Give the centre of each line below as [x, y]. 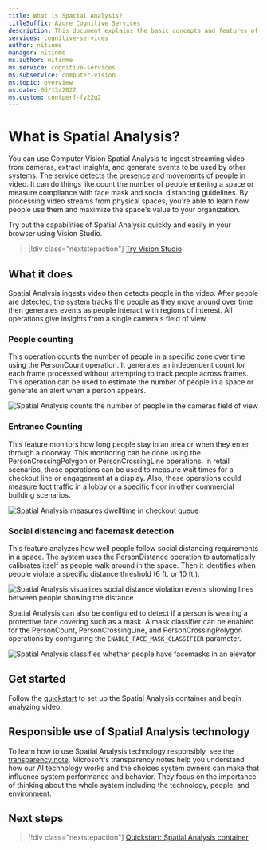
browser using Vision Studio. [55, 234]
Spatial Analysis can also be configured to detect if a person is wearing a [128, 613]
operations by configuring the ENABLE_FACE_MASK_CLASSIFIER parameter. [125, 638]
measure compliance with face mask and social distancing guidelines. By [128, 193]
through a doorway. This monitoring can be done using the [105, 452]
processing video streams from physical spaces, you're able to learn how [129, 201]
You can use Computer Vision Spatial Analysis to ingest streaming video [127, 159]
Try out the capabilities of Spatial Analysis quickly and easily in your [120, 225]
